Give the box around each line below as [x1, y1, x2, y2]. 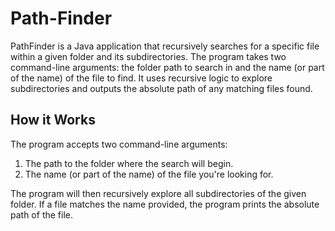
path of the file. [10, 208, 73, 221]
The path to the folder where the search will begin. [24, 157, 234, 169]
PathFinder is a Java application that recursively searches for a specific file [10, 40, 320, 52]
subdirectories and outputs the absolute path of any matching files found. [10, 82, 313, 94]
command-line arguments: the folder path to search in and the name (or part [10, 61, 325, 73]
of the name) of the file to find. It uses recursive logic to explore [10, 72, 273, 84]
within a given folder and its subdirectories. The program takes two [10, 50, 287, 62]
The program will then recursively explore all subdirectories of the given [10, 187, 307, 199]
